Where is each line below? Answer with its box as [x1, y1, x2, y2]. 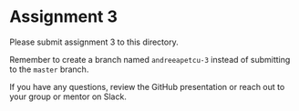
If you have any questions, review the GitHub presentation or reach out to [9, 81, 285, 92]
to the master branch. [9, 64, 89, 75]
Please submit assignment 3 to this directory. [9, 36, 180, 47]
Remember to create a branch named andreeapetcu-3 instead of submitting [9, 54, 291, 65]
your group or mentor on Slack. [9, 91, 128, 102]
